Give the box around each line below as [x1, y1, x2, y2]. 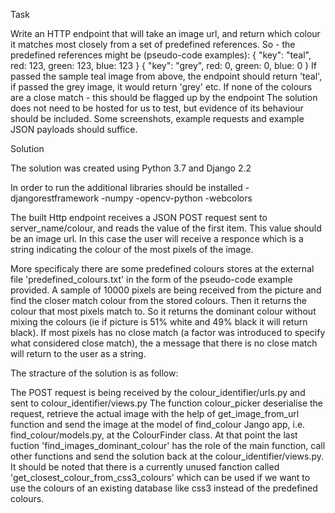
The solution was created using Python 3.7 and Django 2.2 [10, 162, 252, 174]
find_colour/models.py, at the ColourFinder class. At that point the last [10, 429, 298, 441]
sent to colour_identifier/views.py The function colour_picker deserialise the [10, 397, 324, 409]
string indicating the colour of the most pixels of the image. [10, 244, 254, 255]
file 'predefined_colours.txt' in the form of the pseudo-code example [10, 274, 293, 285]
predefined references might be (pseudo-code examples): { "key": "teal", [10, 49, 312, 61]
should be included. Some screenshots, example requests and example [10, 113, 305, 124]
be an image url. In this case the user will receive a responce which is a [10, 233, 304, 244]
